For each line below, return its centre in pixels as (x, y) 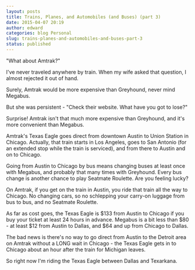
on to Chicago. (24, 154)
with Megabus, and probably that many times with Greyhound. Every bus (94, 172)
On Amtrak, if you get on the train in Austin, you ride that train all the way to (97, 189)
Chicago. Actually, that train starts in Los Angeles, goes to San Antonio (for (96, 142)
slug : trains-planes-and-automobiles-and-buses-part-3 (74, 39)
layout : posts (23, 11)
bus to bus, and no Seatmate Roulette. (52, 202)
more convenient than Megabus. (45, 124)
